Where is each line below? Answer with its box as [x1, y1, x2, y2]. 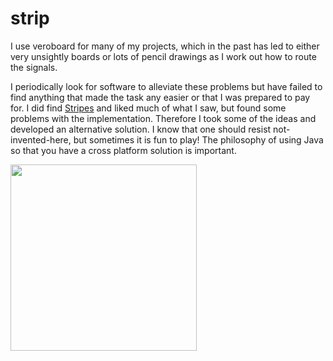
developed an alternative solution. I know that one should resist [10, 123, 272, 135]
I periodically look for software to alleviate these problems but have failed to [10, 80, 323, 92]
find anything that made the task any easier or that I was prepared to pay [10, 91, 311, 103]
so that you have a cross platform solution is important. [10, 144, 237, 156]
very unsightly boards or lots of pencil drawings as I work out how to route [10, 50, 317, 62]
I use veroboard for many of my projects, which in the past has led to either [10, 40, 320, 52]
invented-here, [10, 133, 72, 146]
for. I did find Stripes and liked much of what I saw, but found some [10, 102, 287, 114]
